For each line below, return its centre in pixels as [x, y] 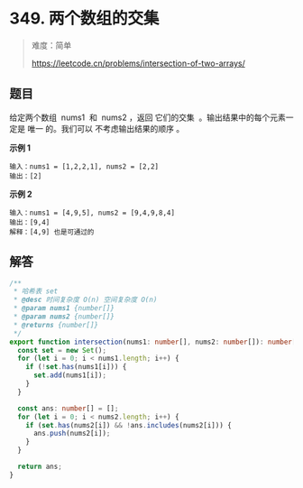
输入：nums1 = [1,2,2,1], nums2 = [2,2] [84, 166]
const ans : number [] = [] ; [68, 408]
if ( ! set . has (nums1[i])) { [76, 367]
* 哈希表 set [36, 291]
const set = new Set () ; [62, 350]
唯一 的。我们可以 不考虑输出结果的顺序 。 [106, 128]
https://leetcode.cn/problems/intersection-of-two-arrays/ [138, 63]
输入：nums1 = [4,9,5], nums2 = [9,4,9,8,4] [92, 213]
